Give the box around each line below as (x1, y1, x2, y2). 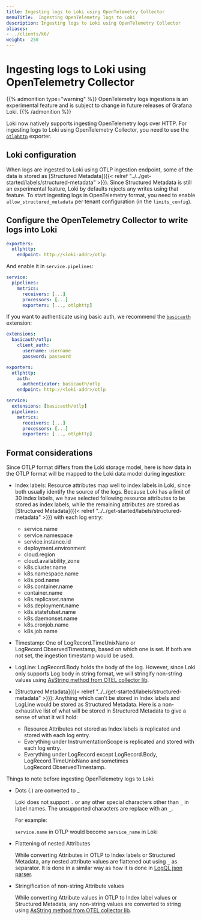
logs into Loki (6, 225, 58, 235)
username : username (22, 348, 71, 354)
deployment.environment (23, 545, 86, 552)
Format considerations (6, 447, 93, 458)
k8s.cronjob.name (23, 621, 69, 628)
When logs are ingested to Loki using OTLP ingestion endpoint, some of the (6, 166, 193, 173)
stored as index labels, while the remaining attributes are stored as (14, 501, 179, 508)
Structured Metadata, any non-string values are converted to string (14, 900, 181, 908)
